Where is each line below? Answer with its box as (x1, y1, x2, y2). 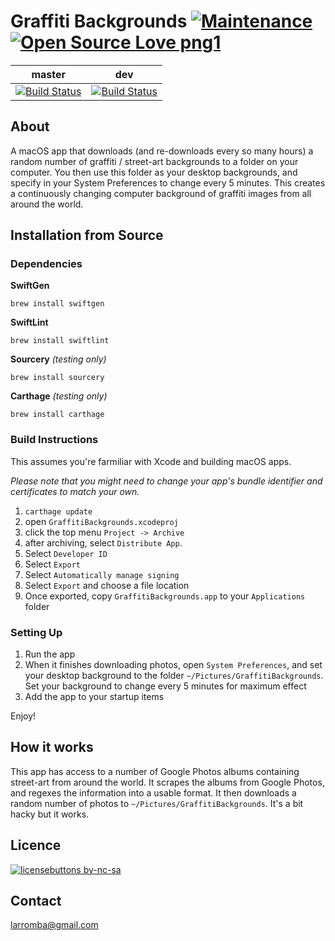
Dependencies (10, 257, 83, 271)
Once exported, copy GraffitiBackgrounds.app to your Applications (24, 590, 306, 602)
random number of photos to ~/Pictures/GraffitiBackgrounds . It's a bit (10, 797, 304, 809)
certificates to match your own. (10, 485, 140, 497)
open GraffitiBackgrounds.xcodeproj (24, 515, 179, 527)
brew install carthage (10, 410, 105, 420)
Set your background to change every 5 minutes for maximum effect (24, 680, 307, 692)
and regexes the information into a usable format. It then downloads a (10, 786, 297, 799)
